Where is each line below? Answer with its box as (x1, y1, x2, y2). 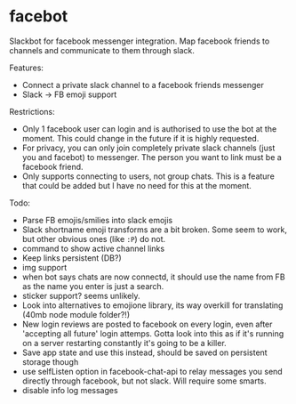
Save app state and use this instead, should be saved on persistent (21, 347, 268, 358)
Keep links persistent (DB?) (21, 252, 122, 263)
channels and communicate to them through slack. (9, 44, 196, 55)
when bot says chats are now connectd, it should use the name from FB (21, 271, 286, 282)
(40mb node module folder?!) (21, 309, 131, 319)
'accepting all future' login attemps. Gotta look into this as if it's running (21, 327, 284, 339)
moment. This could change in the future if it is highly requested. (21, 133, 260, 143)
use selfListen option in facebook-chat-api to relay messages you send (21, 366, 283, 376)
